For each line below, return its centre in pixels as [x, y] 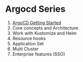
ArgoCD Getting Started [37, 23]
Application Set [28, 43]
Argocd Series [35, 9]
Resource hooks [29, 38]
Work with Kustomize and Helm [44, 33]
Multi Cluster [25, 49]
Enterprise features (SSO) [39, 54]
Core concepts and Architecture [45, 28]
